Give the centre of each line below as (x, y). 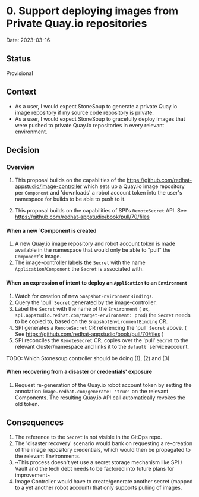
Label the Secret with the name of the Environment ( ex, (82, 308)
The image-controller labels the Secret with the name (80, 262)
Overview (20, 167)
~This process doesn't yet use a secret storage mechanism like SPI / (99, 462)
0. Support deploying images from (92, 11)
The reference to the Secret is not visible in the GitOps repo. (88, 437)
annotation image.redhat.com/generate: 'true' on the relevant (91, 391)
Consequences (35, 423)
